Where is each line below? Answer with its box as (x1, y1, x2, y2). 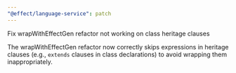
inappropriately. (7, 57, 53, 66)
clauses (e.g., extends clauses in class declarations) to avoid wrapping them (7, 50, 227, 58)
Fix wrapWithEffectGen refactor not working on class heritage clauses (7, 29, 210, 38)
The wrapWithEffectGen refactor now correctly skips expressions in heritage (7, 42, 229, 51)
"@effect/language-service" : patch (7, 10, 112, 17)
